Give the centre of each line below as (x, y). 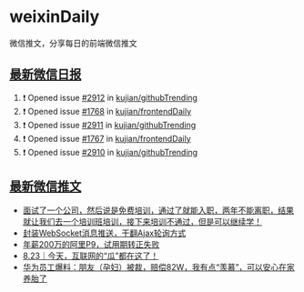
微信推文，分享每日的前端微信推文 (73, 43)
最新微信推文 (46, 187)
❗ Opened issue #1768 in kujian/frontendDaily (107, 111)
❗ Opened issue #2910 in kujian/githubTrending (110, 152)
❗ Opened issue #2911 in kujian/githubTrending (109, 125)
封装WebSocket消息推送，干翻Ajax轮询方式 (104, 233)
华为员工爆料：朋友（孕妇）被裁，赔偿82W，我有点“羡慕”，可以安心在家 (159, 267)
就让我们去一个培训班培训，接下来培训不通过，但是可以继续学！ (142, 221)
